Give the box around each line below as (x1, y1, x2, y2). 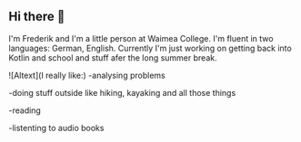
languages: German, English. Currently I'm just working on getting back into (8, 43, 292, 53)
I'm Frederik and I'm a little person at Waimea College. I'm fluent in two (8, 33, 274, 43)
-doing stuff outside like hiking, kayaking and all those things (8, 87, 236, 98)
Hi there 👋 (8, 9, 65, 24)
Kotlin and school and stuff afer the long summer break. (8, 52, 217, 63)
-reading (8, 105, 42, 116)
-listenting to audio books (8, 122, 105, 133)
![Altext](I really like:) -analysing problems (8, 70, 166, 80)
